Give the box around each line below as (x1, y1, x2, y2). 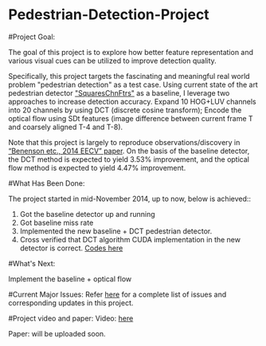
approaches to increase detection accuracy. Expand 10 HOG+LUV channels (8, 96, 256, 106)
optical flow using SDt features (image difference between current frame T (8, 113, 253, 123)
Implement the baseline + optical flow (8, 273, 132, 284)
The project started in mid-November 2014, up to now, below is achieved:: (8, 194, 252, 203)
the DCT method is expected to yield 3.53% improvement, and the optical (8, 154, 249, 164)
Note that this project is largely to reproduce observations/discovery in (8, 137, 241, 147)
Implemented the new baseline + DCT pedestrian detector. (19, 226, 213, 236)
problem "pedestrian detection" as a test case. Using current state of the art (8, 80, 259, 89)
